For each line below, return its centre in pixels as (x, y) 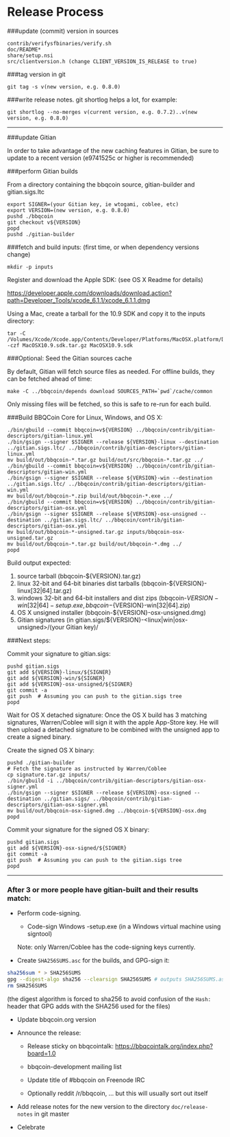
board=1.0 (41, 1053)
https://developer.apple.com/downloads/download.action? (90, 293)
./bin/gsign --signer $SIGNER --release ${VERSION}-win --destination (110, 478)
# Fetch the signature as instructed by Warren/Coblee (87, 769)
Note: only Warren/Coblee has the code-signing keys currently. (106, 947)
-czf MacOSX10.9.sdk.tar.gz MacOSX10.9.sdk (70, 345)
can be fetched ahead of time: (50, 379)
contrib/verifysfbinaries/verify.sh (59, 43)
